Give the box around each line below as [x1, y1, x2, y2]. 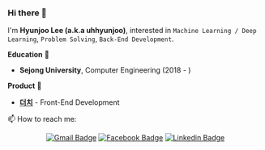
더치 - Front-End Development [19, 98, 120, 107]
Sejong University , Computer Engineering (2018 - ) [19, 65, 191, 75]
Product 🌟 [7, 81, 42, 91]
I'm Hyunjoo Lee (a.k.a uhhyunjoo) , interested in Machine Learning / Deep [7, 26, 257, 35]
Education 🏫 [7, 50, 49, 60]
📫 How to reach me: [7, 115, 77, 124]
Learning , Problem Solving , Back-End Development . [7, 34, 174, 44]
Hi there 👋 [7, 7, 48, 19]
